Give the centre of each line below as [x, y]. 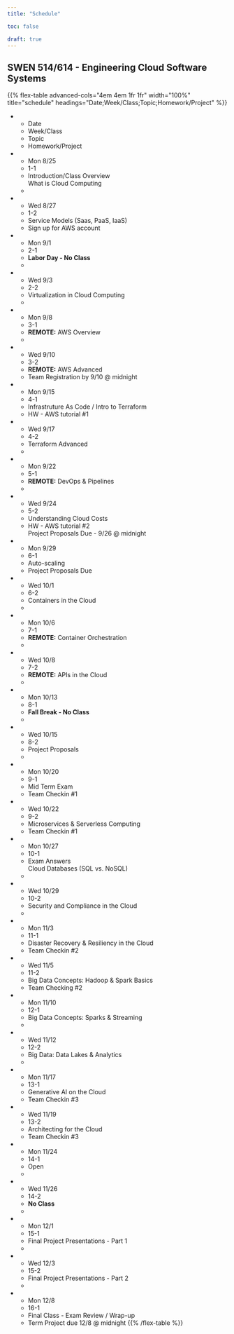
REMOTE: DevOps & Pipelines [71, 482]
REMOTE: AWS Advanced [65, 369]
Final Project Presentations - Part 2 [78, 1278]
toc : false [23, 26]
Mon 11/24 [43, 1152]
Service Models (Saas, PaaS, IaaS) [78, 221]
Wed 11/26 [43, 1189]
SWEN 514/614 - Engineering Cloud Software [107, 67]
